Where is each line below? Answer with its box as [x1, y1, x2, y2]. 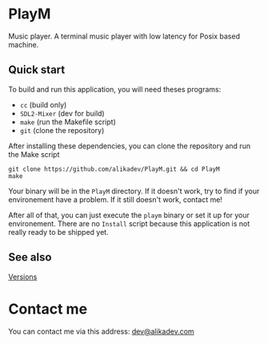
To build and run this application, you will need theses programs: [8, 84, 222, 94]
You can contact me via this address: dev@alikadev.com [8, 326, 194, 336]
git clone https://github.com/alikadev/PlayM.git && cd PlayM [8, 165, 220, 173]
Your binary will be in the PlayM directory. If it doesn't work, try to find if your [8, 186, 260, 196]
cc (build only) [19, 99, 67, 109]
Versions [8, 272, 38, 281]
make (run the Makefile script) [19, 117, 116, 127]
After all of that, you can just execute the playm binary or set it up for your [8, 210, 250, 220]
